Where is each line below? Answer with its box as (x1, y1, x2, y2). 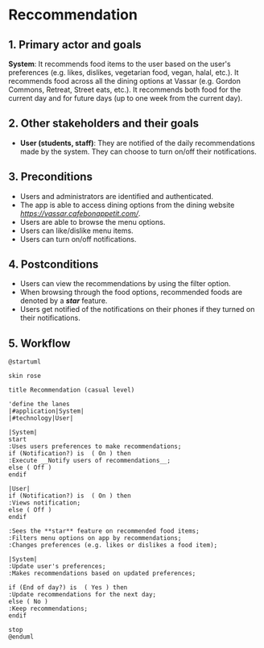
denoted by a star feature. (19, 296, 108, 305)
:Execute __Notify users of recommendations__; (8, 457, 171, 465)
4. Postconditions (8, 258, 99, 272)
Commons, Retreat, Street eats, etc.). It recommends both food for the (8, 85, 241, 94)
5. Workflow (8, 336, 71, 350)
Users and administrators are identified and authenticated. (19, 191, 214, 201)
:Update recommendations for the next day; (8, 591, 157, 599)
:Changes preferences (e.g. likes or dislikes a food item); (8, 542, 218, 550)
